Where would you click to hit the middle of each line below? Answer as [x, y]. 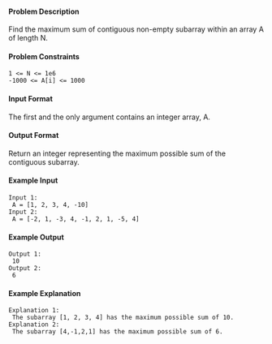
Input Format [30, 99]
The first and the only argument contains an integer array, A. [110, 117]
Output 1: [25, 254]
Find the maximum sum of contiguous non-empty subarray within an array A [136, 29]
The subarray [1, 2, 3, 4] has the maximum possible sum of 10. [123, 318]
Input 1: [23, 198]
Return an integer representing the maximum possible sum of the [117, 153]
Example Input [33, 181]
